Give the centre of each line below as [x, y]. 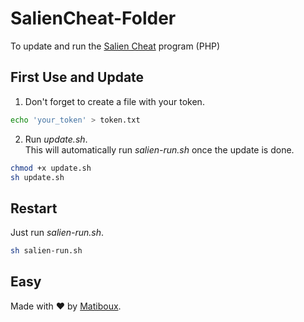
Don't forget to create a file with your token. [114, 101]
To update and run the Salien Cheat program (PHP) [115, 46]
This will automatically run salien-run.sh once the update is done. [159, 149]
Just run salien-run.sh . [57, 233]
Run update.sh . [56, 139]
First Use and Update [77, 77]
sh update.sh [37, 177]
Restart [34, 208]
